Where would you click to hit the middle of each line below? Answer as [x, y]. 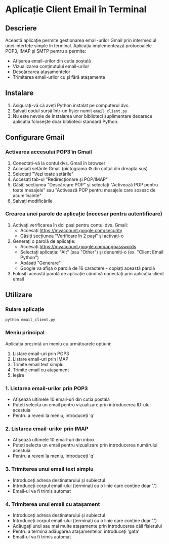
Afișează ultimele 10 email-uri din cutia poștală [61, 399]
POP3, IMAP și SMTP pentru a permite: [46, 51]
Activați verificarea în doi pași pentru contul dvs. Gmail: [70, 225]
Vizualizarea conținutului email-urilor [51, 66]
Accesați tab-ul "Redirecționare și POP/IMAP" [60, 179]
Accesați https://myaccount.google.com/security [71, 230]
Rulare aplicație [25, 309]
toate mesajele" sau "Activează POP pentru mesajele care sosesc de [84, 190]
